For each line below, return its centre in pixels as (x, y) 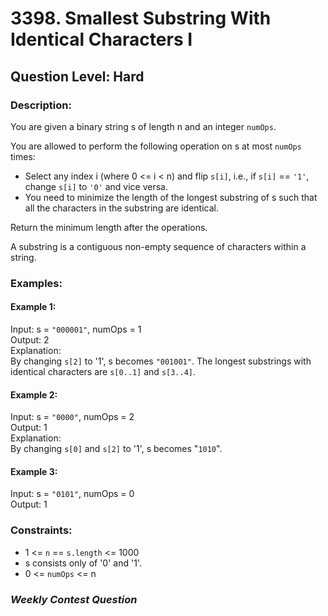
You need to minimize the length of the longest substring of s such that (171, 197)
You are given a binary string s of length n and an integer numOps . (143, 126)
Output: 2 (30, 340)
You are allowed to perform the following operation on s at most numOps (156, 146)
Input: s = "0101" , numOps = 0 (72, 494)
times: (23, 156)
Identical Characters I (101, 39)
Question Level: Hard (77, 76)
